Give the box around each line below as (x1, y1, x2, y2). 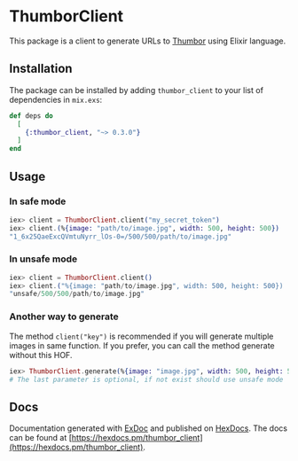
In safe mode (9, 195, 67, 207)
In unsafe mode (9, 253, 78, 265)
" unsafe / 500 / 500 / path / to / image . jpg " (9, 290, 145, 299)
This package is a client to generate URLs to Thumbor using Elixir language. (9, 35, 286, 46)
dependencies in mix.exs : (9, 94, 103, 105)
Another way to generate (9, 310, 119, 323)
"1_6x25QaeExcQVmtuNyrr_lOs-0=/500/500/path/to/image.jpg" (9, 232, 232, 241)
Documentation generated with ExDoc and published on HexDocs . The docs (9, 423, 288, 434)
